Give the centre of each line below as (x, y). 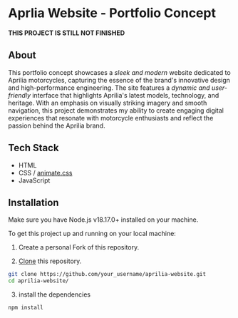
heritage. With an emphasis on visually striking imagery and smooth (108, 103)
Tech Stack (33, 148)
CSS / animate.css (45, 173)
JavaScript (34, 180)
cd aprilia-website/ (39, 281)
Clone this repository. (50, 261)
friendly (20, 95)
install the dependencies (55, 294)
